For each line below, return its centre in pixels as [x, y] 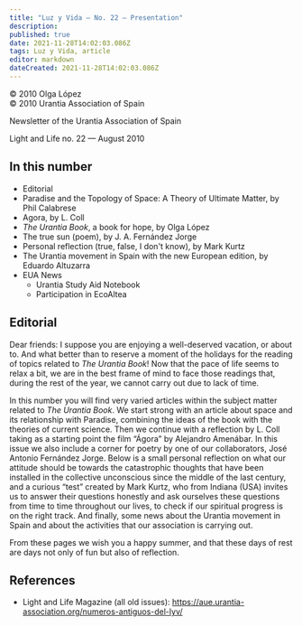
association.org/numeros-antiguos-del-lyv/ [102, 612]
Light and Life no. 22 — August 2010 [77, 138]
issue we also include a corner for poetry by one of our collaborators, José [148, 448]
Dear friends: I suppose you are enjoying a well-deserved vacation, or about [151, 344]
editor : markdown [42, 60]
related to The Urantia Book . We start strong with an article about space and [151, 410]
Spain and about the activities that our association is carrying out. [131, 525]
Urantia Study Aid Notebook [88, 285]
